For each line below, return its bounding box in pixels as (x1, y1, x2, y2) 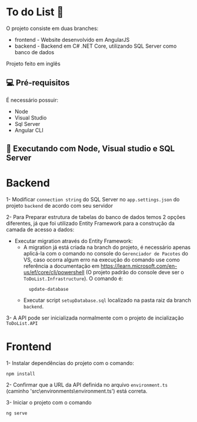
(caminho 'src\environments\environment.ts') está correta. (6, 388, 148, 395)
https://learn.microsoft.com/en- (101, 262, 178, 270)
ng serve (6, 410, 28, 417)
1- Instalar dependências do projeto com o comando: (6, 360, 134, 367)
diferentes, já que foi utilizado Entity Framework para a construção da (6, 220, 175, 227)
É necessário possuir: (6, 97, 59, 104)
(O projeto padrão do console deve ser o (85, 269, 184, 276)
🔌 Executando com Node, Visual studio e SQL (6, 144, 175, 154)
